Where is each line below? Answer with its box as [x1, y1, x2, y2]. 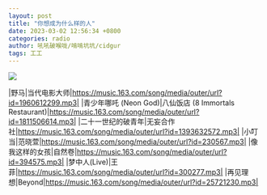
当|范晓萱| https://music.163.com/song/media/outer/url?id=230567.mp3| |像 [8, 137, 259, 146]
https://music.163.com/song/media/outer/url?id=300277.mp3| [17, 167, 223, 176]
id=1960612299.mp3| [8, 98, 79, 108]
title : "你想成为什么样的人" [8, 19, 95, 28]
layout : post [8, 11, 53, 20]
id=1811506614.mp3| [8, 117, 77, 126]
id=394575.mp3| [8, 157, 65, 167]
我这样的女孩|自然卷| [8, 147, 78, 156]
